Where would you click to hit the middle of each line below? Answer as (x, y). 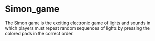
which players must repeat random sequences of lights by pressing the (77, 28)
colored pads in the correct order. (39, 33)
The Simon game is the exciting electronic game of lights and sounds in (78, 23)
